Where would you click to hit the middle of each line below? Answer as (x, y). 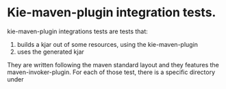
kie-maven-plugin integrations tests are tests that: (78, 31)
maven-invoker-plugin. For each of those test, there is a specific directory (111, 72)
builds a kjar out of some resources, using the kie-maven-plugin (108, 44)
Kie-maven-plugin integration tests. (112, 13)
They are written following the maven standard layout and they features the (113, 65)
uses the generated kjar (50, 52)
